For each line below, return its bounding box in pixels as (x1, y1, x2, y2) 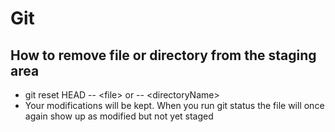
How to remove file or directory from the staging (10, 47, 317, 64)
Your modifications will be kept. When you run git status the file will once (24, 100, 325, 111)
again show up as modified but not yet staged (24, 110, 214, 122)
